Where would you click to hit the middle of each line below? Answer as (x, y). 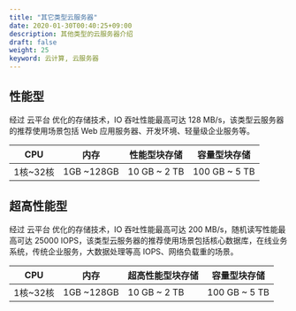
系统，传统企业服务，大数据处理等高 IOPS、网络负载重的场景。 (124, 251)
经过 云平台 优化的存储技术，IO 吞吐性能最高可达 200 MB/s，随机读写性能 (144, 229)
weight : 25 (29, 51)
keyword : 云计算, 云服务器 (54, 58)
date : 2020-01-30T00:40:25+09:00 (71, 26)
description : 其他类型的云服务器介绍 (71, 34)
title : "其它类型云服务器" (53, 17)
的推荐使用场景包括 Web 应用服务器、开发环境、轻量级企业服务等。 (132, 130)
